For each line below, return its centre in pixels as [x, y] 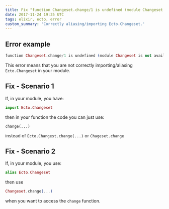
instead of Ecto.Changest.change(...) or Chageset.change [65, 135]
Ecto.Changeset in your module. [38, 70]
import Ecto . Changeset [29, 108]
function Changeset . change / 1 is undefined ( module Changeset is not [78, 56]
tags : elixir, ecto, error [33, 19]
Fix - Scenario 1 [30, 86]
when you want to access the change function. [53, 201]
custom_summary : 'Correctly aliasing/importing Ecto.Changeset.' [75, 24]
